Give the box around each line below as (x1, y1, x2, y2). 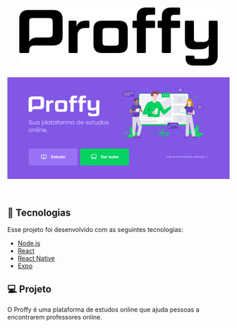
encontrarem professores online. (7, 312, 102, 321)
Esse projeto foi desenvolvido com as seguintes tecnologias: (7, 225, 183, 234)
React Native (17, 254, 55, 263)
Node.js (17, 239, 41, 247)
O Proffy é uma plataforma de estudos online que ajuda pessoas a (7, 305, 200, 314)
